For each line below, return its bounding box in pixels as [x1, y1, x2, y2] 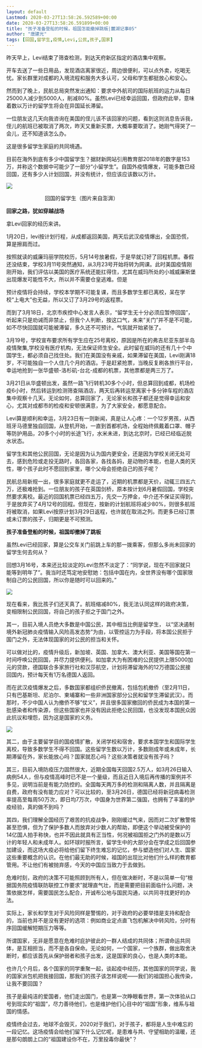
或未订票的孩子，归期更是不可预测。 [6, 515, 96, 522]
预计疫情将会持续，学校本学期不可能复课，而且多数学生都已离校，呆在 [6, 289, 180, 295]
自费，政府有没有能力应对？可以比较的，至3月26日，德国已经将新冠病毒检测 [6, 788, 195, 795]
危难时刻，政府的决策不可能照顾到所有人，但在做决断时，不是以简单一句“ [6, 874, 188, 881]
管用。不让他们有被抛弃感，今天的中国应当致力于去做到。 [6, 861, 148, 868]
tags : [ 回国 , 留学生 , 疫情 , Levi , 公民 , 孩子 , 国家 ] [6, 37, 113, 43]
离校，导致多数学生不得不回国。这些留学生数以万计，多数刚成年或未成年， [6, 746, 191, 752]
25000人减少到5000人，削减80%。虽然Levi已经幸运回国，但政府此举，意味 [6, 94, 195, 102]
